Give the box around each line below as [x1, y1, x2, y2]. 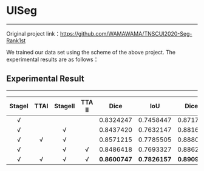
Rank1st [6, 37, 26, 44]
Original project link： [6, 30, 61, 37]
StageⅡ [54, 102, 75, 110]
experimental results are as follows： [6, 56, 99, 63]
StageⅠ [9, 102, 29, 110]
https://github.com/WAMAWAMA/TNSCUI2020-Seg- [59, 30, 192, 37]
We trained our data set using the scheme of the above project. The [6, 48, 176, 56]
